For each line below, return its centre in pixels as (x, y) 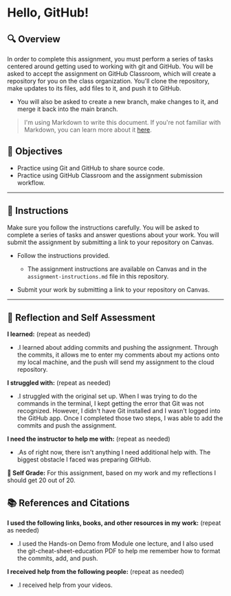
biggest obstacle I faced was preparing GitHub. (84, 459)
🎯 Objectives (35, 151)
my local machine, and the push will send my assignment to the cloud (115, 362)
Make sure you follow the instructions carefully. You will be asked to (103, 227)
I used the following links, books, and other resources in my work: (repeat (114, 523)
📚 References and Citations (68, 503)
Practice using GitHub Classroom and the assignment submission (110, 175)
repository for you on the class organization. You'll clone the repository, (108, 81)
